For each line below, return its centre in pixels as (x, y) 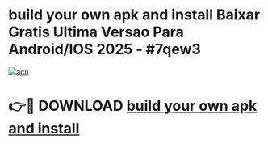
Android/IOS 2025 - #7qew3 (105, 49)
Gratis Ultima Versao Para (96, 32)
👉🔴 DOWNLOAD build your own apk (133, 106)
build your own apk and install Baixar (134, 15)
